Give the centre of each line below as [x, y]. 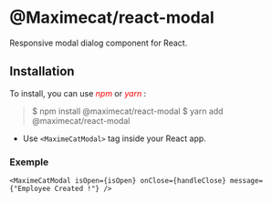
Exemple [29, 162]
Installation [42, 71]
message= [246, 181]
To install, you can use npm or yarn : [78, 93]
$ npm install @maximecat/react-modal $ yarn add [127, 111]
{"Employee [30, 189]
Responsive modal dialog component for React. [99, 43]
